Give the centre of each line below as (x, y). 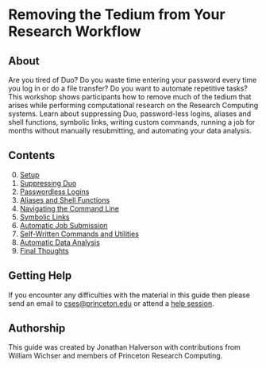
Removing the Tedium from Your (117, 15)
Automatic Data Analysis (60, 242)
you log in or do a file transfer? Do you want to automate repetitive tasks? (128, 88)
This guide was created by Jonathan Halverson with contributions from (124, 347)
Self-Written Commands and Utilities (79, 234)
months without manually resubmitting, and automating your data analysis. (130, 130)
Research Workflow (75, 31)
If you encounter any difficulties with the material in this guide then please (129, 295)
